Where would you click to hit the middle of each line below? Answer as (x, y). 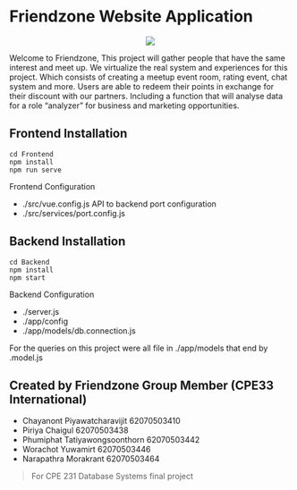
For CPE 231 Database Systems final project (112, 477)
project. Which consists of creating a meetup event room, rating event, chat (148, 77)
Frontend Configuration (52, 186)
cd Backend (30, 262)
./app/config (45, 321)
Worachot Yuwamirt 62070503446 (86, 450)
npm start (28, 278)
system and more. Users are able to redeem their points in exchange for (142, 86)
